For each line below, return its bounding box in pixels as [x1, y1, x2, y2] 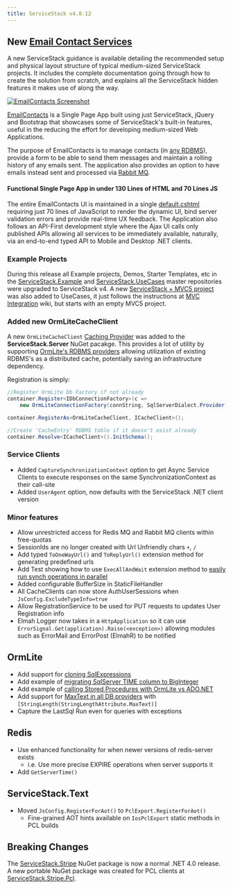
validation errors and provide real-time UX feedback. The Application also [7, 215, 218, 223]
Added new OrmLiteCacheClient [7, 317, 119, 326]
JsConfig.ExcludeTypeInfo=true [17, 596, 108, 603]
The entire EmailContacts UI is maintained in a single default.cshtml [7, 199, 200, 208]
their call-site [17, 480, 55, 488]
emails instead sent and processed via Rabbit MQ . [7, 168, 150, 177]
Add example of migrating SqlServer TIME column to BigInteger [17, 677, 199, 686]
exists [17, 753, 35, 761]
